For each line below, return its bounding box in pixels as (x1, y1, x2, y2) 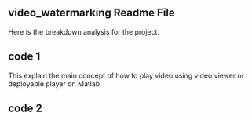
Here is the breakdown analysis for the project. (8, 27, 159, 36)
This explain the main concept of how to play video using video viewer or (8, 71, 245, 80)
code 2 (8, 102, 43, 115)
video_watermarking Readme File (8, 6, 175, 20)
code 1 (8, 50, 41, 64)
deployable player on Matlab (8, 78, 100, 89)
